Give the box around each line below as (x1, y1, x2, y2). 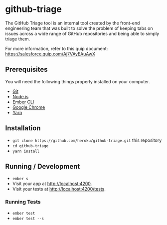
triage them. (5, 36, 30, 42)
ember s (12, 176, 28, 182)
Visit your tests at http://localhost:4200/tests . (12, 186, 106, 192)
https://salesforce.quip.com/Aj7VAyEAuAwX (5, 51, 96, 57)
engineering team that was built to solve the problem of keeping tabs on (5, 25, 153, 31)
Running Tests (5, 199, 41, 206)
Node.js (12, 93, 29, 99)
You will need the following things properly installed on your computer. (5, 78, 150, 84)
